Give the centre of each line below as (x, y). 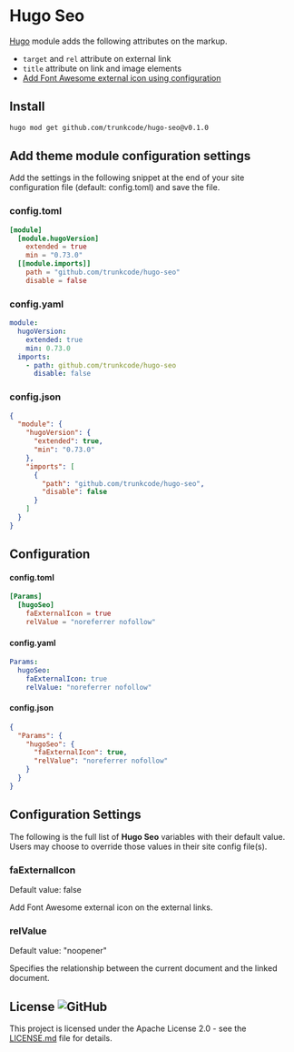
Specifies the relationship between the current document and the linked (143, 968)
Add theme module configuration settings (130, 156)
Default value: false (45, 889)
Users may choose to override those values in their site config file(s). (138, 846)
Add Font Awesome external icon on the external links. (111, 907)
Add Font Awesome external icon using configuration (122, 77)
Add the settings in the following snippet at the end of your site (127, 177)
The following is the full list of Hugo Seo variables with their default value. (147, 836)
